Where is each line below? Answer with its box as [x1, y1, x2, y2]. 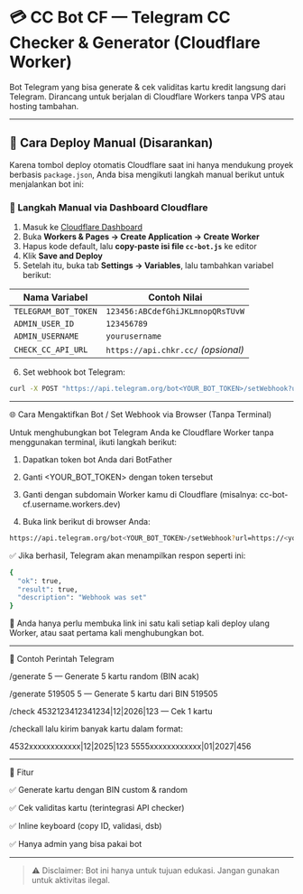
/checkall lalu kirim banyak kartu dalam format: [9, 723, 183, 734]
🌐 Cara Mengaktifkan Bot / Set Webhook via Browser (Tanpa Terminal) [9, 408, 272, 420]
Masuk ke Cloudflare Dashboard [22, 222, 142, 233]
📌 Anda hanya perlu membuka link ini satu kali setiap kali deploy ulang [9, 618, 271, 629]
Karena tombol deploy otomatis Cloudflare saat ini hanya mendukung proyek [9, 159, 294, 170]
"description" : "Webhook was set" [17, 593, 147, 602]
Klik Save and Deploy [22, 250, 104, 262]
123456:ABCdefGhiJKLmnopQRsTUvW [106, 306, 245, 317]
